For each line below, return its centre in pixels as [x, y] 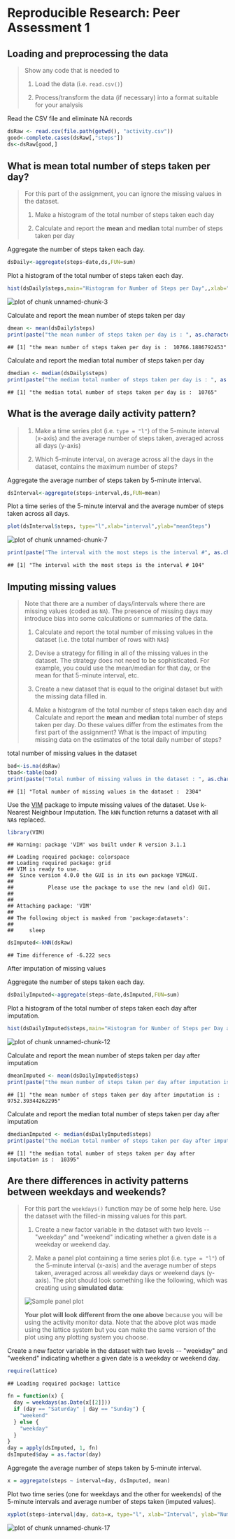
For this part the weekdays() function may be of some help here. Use [123, 1209]
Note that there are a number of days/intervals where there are [115, 603]
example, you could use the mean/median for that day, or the [123, 668]
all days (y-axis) [58, 445]
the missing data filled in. [71, 696]
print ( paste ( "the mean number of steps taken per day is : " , [100, 335]
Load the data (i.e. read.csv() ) [79, 84]
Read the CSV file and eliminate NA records [70, 118]
